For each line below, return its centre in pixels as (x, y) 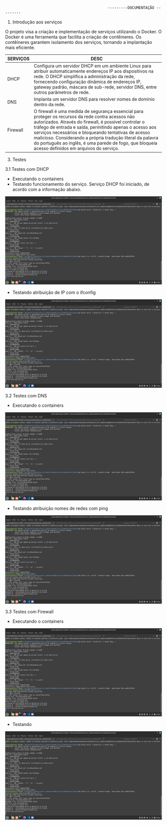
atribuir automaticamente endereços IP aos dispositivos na (94, 71)
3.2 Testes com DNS (26, 395)
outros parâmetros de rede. (62, 92)
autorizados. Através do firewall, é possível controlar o (89, 122)
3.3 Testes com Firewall (29, 611)
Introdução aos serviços (37, 22)
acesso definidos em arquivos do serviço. (77, 148)
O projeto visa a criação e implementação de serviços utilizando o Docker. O (83, 32)
